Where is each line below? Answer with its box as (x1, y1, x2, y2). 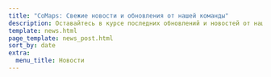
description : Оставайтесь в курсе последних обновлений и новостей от (8, 19, 251, 27)
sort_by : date (8, 42, 56, 50)
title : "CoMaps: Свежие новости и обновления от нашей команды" (8, 11, 229, 20)
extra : (8, 49, 31, 57)
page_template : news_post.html (8, 34, 114, 43)
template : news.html (8, 26, 78, 34)
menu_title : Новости (15, 57, 85, 65)
